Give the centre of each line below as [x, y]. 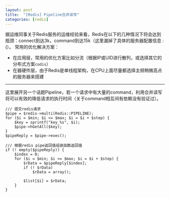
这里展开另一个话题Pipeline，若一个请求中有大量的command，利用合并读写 [84, 92]
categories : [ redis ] [27, 19]
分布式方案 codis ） [32, 64]
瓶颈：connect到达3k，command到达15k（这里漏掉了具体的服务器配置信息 [83, 41]
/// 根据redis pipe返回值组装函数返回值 [44, 146]
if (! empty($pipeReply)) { [35, 150]
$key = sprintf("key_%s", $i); [47, 123]
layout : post [19, 10]
